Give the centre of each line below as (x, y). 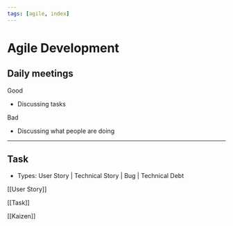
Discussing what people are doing (66, 131)
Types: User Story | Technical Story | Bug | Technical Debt (101, 176)
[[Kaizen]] (21, 216)
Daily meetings (41, 74)
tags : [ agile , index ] (38, 14)
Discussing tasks (41, 104)
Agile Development (63, 48)
